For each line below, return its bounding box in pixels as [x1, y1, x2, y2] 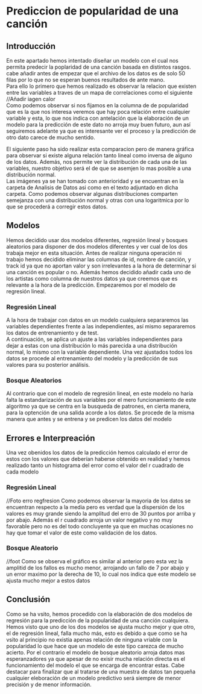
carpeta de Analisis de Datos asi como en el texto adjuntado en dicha [6, 184, 178, 191]
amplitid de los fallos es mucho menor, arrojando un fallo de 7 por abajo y [6, 564, 189, 571]
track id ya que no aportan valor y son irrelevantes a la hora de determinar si [6, 262, 197, 269]
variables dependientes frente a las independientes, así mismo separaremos [6, 323, 196, 330]
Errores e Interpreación [6, 433, 95, 443]
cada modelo [6, 468, 39, 475]
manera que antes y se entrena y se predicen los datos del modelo [6, 416, 172, 423]
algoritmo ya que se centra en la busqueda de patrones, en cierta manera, [6, 402, 191, 410]
